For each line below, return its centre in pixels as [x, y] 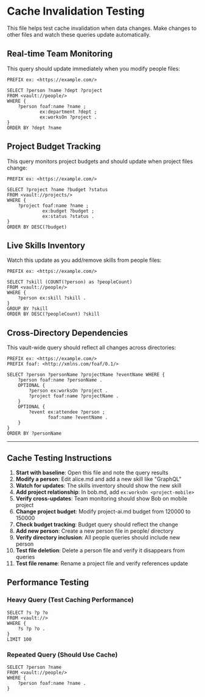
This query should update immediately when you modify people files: [93, 68]
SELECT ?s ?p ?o [27, 612]
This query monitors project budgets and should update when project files [100, 161]
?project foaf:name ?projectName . [74, 396]
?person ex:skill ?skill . [52, 298]
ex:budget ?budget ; [68, 211]
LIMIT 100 [19, 639]
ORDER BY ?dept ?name [34, 128]
